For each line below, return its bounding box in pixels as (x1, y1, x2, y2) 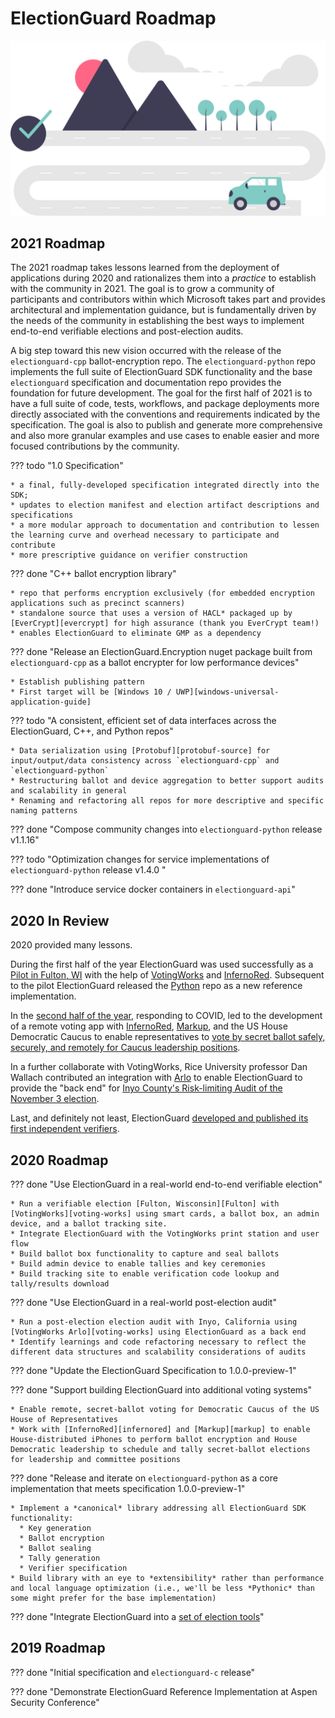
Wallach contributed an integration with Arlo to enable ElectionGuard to (10, 1072, 303, 1084)
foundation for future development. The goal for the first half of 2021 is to (10, 387, 313, 399)
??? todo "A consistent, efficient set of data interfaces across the (10, 715, 277, 727)
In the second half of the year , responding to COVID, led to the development (10, 1010, 323, 1022)
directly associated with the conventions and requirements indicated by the (10, 408, 321, 421)
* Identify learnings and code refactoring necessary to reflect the (10, 1337, 307, 1347)
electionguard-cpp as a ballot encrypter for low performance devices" (10, 657, 300, 669)
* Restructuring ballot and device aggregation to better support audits (10, 776, 325, 786)
